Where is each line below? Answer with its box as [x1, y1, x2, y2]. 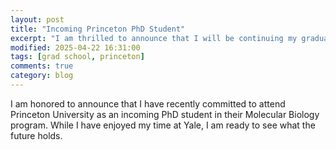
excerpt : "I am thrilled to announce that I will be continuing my [10, 33, 298, 43]
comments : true [10, 61, 74, 71]
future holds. [10, 129, 63, 141]
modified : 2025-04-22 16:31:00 [10, 42, 141, 53]
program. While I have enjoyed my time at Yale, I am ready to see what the [10, 119, 316, 131]
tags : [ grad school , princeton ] [10, 52, 145, 62]
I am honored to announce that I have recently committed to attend [10, 97, 286, 110]
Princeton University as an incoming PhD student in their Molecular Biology [10, 108, 320, 120]
